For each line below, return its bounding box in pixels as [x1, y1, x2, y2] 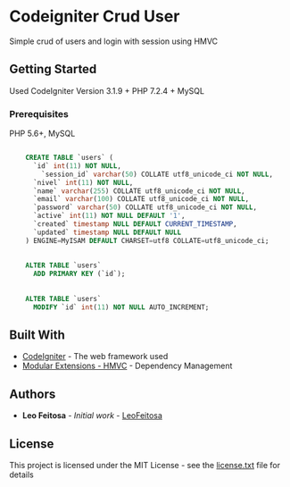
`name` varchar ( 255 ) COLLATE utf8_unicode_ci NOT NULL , [32, 186, 245, 196]
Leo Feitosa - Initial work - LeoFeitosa [21, 410, 163, 421]
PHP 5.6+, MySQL [9, 128, 76, 139]
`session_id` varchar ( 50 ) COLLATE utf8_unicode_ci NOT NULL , [41, 170, 274, 179]
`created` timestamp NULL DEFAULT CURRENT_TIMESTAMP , [32, 220, 238, 229]
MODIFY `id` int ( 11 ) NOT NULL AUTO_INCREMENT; [32, 302, 210, 312]
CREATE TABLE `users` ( [25, 154, 114, 163]
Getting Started [9, 62, 97, 77]
